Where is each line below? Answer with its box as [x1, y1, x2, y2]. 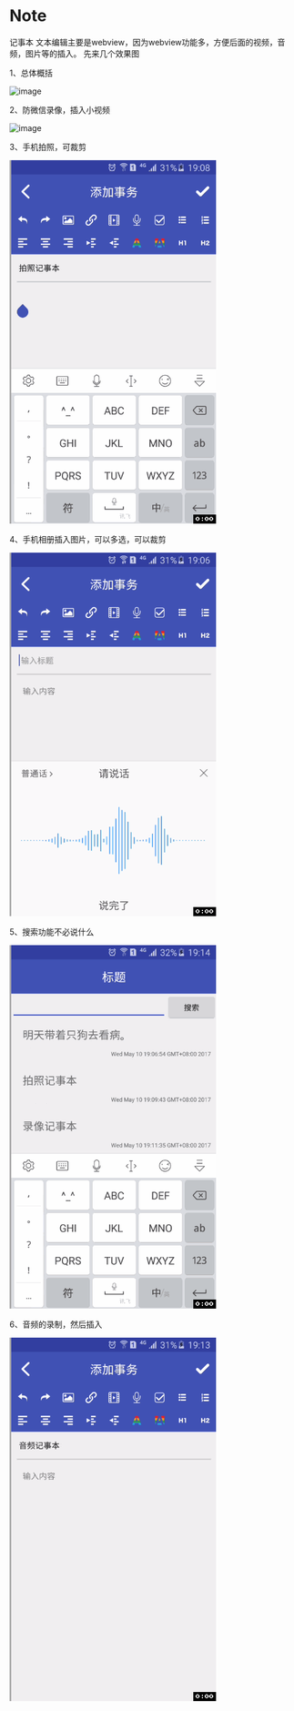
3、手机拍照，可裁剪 [9, 141, 86, 152]
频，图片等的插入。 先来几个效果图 [9, 47, 139, 59]
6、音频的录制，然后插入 [9, 1319, 103, 1330]
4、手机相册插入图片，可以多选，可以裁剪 [9, 533, 167, 544]
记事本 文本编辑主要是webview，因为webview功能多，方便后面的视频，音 [9, 36, 286, 47]
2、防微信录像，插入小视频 [9, 104, 111, 115]
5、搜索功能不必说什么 [9, 926, 95, 937]
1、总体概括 [9, 67, 53, 78]
